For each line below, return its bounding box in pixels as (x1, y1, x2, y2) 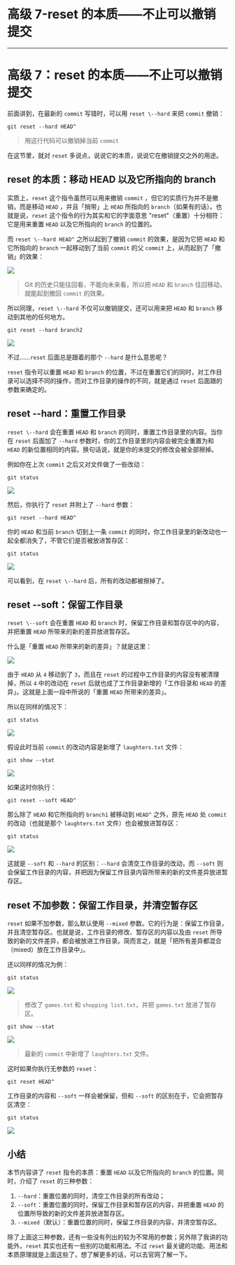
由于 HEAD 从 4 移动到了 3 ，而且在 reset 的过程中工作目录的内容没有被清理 (7, 670, 220, 679)
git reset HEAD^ (7, 1079, 55, 1086)
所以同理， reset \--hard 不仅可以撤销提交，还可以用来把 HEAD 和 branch (7, 304, 215, 312)
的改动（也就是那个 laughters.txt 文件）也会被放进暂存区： (7, 819, 180, 827)
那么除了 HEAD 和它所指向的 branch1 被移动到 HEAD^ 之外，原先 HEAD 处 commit (7, 810, 227, 819)
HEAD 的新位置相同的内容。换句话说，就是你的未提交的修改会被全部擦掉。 (7, 445, 218, 454)
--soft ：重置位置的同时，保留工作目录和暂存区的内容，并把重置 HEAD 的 (17, 1200, 225, 1208)
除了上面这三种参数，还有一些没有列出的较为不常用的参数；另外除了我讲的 (7, 1233, 222, 1241)
